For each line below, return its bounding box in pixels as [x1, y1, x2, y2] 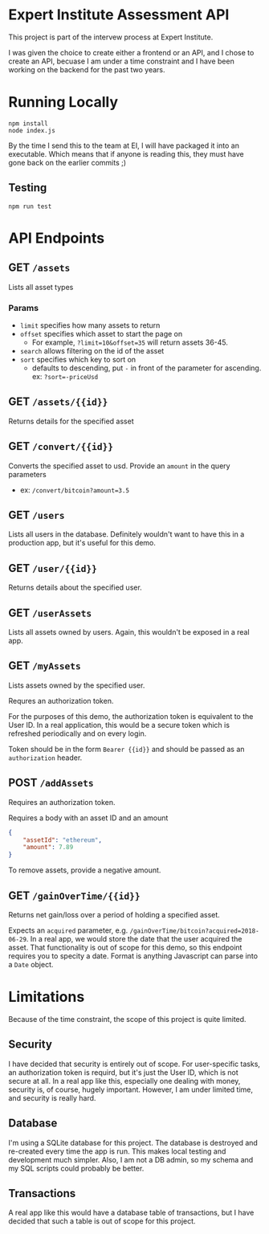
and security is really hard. [8, 1093, 96, 1102]
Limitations [8, 988, 85, 1006]
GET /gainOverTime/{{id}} [8, 889, 141, 902]
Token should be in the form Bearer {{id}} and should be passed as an [8, 744, 245, 754]
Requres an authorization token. [8, 696, 114, 705]
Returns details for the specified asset [8, 416, 134, 426]
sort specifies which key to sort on [19, 354, 137, 364]
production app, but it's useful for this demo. [8, 538, 157, 548]
